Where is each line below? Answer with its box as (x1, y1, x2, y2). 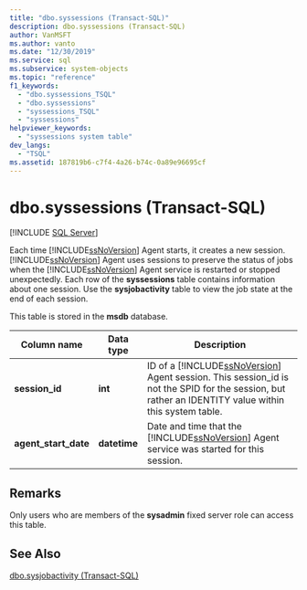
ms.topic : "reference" (9, 73, 96, 82)
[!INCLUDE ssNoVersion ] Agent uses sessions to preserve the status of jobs (9, 255, 294, 266)
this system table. (146, 406, 223, 418)
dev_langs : (9, 141, 51, 150)
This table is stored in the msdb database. (9, 311, 169, 322)
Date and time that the (146, 420, 242, 433)
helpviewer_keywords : (9, 124, 92, 133)
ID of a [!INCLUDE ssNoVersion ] (146, 360, 282, 373)
